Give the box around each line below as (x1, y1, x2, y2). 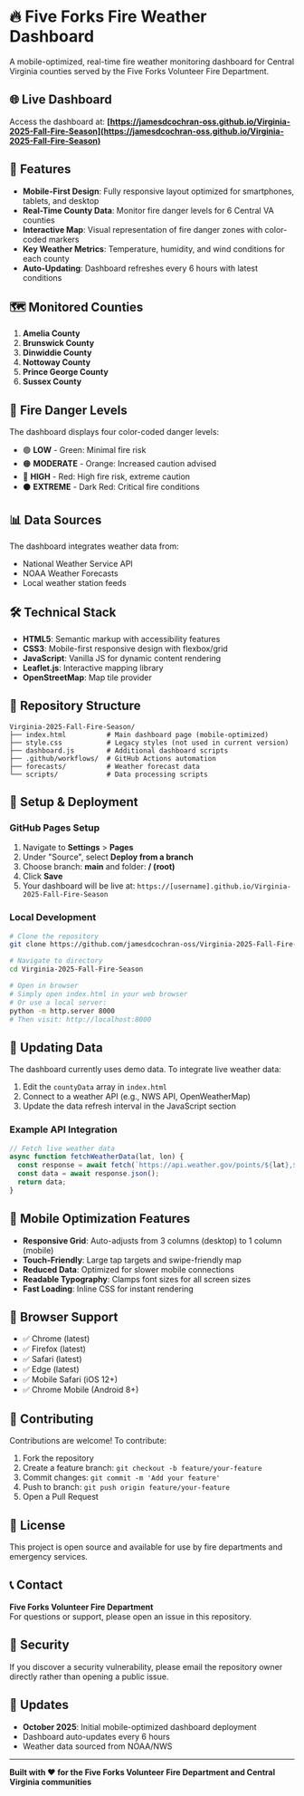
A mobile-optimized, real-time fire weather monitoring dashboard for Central (9, 56, 295, 67)
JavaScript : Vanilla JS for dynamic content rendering (22, 652, 222, 663)
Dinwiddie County (22, 347, 92, 359)
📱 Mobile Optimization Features (9, 1211, 191, 1226)
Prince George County (22, 367, 109, 378)
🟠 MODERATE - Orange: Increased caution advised (22, 458, 217, 469)
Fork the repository (22, 1453, 95, 1464)
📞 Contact (9, 1578, 63, 1593)
